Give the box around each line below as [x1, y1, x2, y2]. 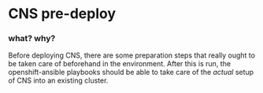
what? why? [8, 33, 56, 44]
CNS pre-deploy [8, 5, 117, 23]
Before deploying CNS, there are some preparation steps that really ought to [8, 50, 256, 60]
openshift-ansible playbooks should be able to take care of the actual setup [8, 68, 254, 77]
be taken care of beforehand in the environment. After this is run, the [8, 59, 231, 69]
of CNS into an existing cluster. [8, 76, 109, 85]
